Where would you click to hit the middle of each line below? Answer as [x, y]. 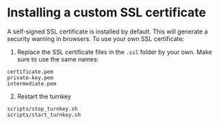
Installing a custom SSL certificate [107, 13]
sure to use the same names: [58, 59]
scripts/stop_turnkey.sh [42, 109]
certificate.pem [30, 72]
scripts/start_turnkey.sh [44, 115]
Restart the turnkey [44, 96]
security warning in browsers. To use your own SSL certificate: [96, 38]
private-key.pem [30, 78]
